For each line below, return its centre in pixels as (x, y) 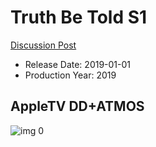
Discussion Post (43, 45)
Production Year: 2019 (70, 75)
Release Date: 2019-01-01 (78, 64)
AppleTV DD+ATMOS (77, 106)
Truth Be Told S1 (79, 17)
